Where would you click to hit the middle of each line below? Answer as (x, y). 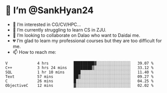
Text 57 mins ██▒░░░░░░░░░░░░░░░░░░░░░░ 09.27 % (79, 76)
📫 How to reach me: (34, 52)
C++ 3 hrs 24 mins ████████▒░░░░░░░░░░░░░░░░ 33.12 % (79, 68)
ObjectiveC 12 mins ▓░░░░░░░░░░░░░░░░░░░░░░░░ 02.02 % (79, 85)
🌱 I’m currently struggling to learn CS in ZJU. (60, 29)
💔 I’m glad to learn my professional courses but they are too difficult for (87, 41)
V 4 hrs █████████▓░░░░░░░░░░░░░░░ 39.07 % (79, 63)
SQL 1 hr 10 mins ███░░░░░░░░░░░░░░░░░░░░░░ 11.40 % (79, 72)
